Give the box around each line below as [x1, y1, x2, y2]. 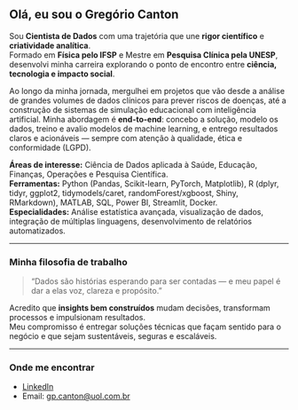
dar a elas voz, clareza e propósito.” [30, 286, 162, 296]
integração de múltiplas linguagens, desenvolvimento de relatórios [9, 216, 253, 226]
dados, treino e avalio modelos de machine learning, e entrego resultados [9, 123, 278, 134]
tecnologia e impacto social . [9, 68, 115, 79]
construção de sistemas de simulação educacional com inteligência [9, 104, 257, 114]
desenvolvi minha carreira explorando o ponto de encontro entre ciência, [9, 59, 278, 69]
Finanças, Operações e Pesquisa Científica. [9, 169, 169, 179]
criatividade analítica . [9, 40, 91, 51]
